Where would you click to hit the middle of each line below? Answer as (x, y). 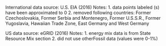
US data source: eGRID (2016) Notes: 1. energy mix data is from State (78, 33)
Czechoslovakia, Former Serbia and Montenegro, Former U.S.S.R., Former (83, 18)
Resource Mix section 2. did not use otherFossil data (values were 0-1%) (82, 38)
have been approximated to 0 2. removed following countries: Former (78, 13)
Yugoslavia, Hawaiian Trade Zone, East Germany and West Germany (77, 23)
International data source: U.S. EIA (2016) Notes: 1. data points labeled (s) (82, 7)
